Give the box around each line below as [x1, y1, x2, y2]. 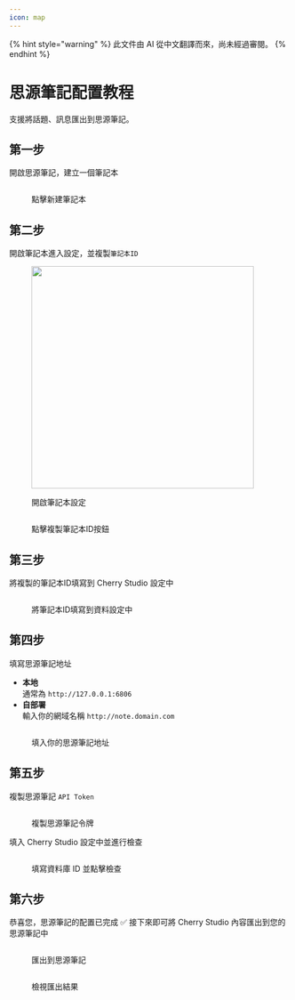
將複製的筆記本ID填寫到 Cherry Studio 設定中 [9, 577, 174, 588]
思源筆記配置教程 [9, 82, 135, 102]
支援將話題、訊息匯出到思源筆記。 [9, 113, 134, 125]
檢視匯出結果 [31, 981, 78, 992]
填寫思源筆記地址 [9, 657, 72, 668]
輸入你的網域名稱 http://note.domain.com [21, 710, 175, 721]
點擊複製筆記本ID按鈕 [31, 524, 109, 535]
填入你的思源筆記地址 [31, 737, 109, 747]
